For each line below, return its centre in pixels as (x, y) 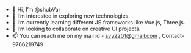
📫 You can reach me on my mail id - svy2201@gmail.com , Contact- (98, 36)
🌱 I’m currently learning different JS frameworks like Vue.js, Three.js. (99, 22)
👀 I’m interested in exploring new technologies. (71, 16)
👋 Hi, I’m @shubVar (36, 9)
